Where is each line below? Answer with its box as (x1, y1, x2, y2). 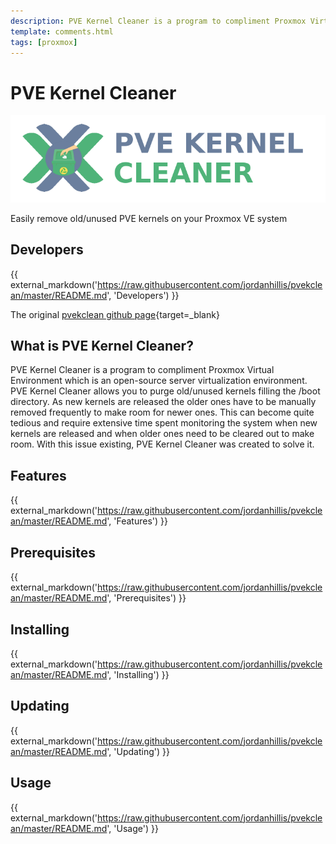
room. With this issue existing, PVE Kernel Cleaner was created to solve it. (10, 438, 315, 450)
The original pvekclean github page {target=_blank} (10, 308, 220, 320)
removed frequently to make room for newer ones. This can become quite (10, 406, 315, 419)
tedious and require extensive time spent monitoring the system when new (10, 417, 318, 429)
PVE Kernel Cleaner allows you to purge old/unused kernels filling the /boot (10, 385, 321, 397)
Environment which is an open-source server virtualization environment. (10, 375, 308, 387)
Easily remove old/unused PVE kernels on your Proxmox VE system (10, 212, 288, 224)
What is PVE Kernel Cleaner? (10, 338, 194, 355)
